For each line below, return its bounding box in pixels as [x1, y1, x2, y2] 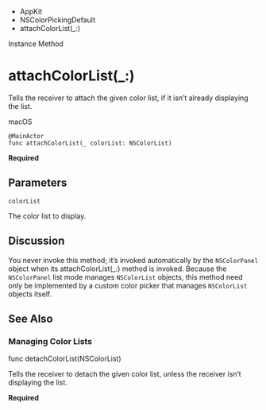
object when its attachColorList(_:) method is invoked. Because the [8, 264, 227, 273]
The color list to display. [8, 211, 87, 221]
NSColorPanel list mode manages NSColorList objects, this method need [8, 272, 244, 281]
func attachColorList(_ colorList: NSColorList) [8, 139, 172, 147]
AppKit [19, 7, 43, 16]
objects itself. [8, 289, 52, 299]
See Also [8, 311, 53, 325]
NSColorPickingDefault [19, 15, 96, 25]
